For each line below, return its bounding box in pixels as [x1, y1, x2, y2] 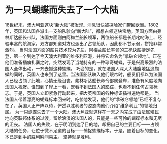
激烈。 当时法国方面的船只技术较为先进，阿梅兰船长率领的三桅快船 [5, 47, 142, 53]
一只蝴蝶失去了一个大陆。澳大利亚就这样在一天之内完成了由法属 [19, 109, 150, 115]
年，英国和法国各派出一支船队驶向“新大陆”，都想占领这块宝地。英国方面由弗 [5, 28, 162, 34]
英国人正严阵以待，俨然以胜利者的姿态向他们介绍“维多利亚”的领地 [18, 102, 153, 108]
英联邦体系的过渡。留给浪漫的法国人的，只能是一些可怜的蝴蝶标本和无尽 [13, 115, 162, 121]
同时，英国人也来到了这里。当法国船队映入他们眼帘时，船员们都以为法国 [13, 72, 162, 77]
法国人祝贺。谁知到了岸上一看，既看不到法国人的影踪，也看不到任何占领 [5, 84, 153, 90]
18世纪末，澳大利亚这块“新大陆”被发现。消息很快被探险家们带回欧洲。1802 [5, 22, 159, 28]
